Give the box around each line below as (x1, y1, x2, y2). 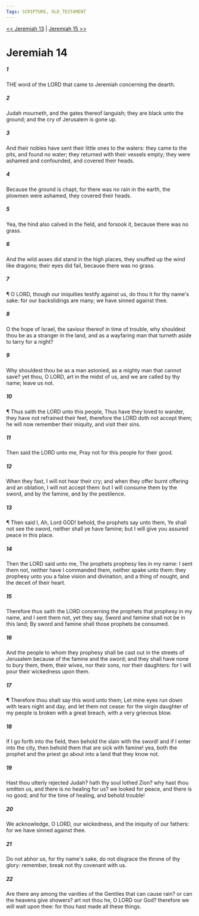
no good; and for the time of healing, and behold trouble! (6, 792, 145, 799)
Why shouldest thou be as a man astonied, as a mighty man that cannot (6, 366, 182, 374)
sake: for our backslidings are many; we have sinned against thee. (6, 297, 168, 304)
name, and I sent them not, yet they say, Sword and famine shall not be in (6, 614, 186, 622)
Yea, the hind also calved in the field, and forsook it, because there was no (6, 221, 189, 228)
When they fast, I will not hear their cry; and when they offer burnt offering (6, 478, 189, 485)
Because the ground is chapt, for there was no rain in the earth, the (6, 186, 170, 193)
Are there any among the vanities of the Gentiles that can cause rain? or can (6, 890, 192, 898)
